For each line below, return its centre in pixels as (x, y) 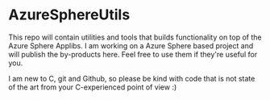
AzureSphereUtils (69, 15)
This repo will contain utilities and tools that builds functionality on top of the (135, 37)
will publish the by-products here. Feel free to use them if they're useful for (133, 54)
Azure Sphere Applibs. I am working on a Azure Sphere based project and (131, 45)
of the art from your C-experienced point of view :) (93, 87)
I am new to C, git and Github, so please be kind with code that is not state (132, 78)
